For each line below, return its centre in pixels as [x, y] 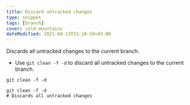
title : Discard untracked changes [49, 12]
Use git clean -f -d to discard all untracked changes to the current [99, 63]
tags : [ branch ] [25, 23]
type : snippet [24, 17]
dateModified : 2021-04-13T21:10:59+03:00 [59, 34]
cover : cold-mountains [34, 28]
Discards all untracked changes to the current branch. [73, 51]
